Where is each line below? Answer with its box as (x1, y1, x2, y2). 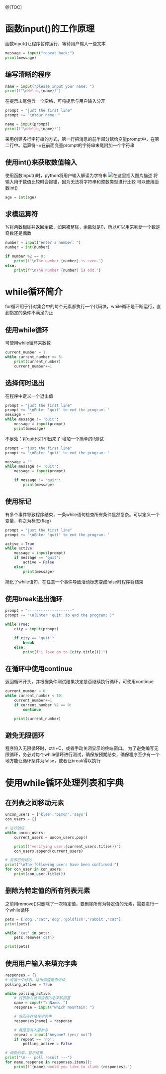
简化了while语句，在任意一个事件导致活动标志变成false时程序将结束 (5, 578, 144, 585)
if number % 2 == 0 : (5, 254, 46, 259)
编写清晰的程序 (5, 70, 51, 79)
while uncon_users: (5, 830, 46, 835)
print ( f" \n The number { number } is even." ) (14, 258, 103, 263)
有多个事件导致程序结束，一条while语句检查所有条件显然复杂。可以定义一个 (5, 511, 160, 518)
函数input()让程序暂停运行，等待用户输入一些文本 (5, 40, 106, 46)
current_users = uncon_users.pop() (14, 835, 88, 840)
